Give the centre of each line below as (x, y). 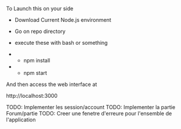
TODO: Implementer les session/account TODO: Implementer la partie (91, 107)
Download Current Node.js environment (63, 20)
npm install (37, 60)
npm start (35, 73)
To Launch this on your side (40, 9)
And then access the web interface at (52, 84)
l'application (21, 120)
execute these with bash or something (61, 43)
